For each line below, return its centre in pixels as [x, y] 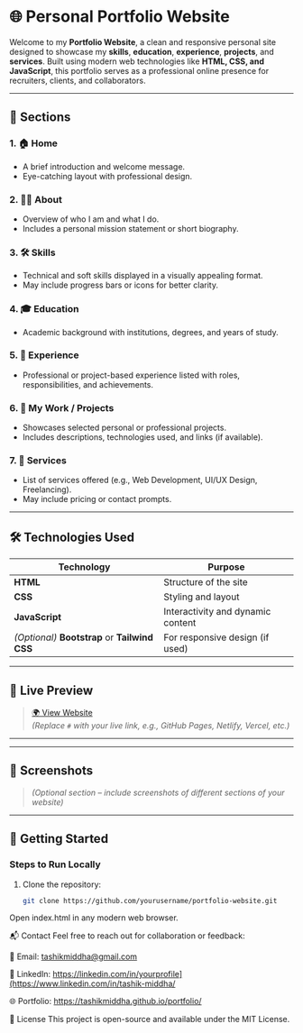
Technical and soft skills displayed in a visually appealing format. [142, 276]
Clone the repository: [62, 884]
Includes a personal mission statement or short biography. [130, 228]
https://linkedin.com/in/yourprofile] [118, 974]
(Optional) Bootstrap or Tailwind [83, 637]
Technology [84, 567]
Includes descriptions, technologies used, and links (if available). [142, 437]
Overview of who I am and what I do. [91, 219]
